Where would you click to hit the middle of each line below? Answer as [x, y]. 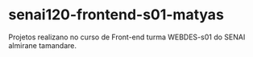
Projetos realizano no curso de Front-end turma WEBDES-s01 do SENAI [127, 37]
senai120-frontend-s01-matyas [116, 15]
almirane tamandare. [42, 45]
